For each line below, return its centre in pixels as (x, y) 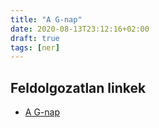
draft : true (35, 38)
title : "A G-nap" (46, 19)
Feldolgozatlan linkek (78, 87)
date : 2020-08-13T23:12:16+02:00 (80, 29)
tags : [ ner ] (35, 47)
